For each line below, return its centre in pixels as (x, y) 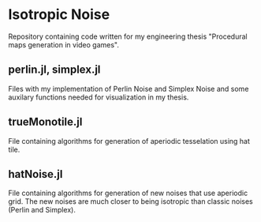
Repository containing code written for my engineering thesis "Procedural (128, 36)
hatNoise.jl (35, 174)
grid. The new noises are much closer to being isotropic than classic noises (131, 201)
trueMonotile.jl (45, 122)
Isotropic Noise (59, 15)
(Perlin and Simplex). (42, 210)
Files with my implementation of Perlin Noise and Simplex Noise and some (129, 88)
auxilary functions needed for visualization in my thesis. (99, 97)
